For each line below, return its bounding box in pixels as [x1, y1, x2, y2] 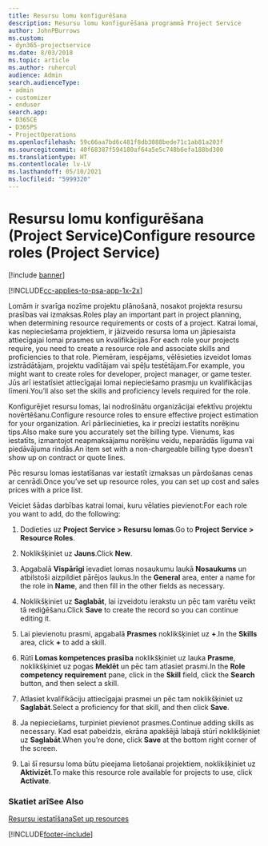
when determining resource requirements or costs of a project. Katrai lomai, [8, 317, 258, 328]
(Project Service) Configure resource [8, 227, 256, 245]
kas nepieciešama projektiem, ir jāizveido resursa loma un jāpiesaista [8, 326, 236, 336]
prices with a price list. [8, 485, 83, 494]
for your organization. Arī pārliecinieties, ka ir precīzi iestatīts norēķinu [8, 418, 240, 428]
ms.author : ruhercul [8, 64, 78, 72]
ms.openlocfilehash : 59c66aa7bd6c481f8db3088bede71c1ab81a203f [8, 138, 224, 146]
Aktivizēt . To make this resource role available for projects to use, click [19, 767, 253, 776]
